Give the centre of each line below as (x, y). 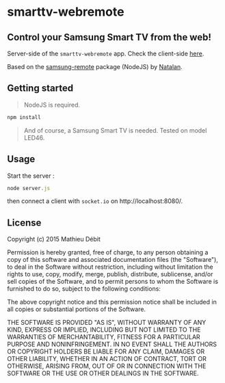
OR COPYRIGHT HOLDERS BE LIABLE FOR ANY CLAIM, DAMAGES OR (106, 352)
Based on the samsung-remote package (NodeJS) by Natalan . (95, 67)
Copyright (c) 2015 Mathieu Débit (54, 239)
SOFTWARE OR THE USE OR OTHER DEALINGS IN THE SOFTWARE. (103, 373)
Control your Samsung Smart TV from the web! (109, 37)
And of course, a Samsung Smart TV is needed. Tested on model (115, 130)
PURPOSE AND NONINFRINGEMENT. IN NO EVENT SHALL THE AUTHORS (112, 344)
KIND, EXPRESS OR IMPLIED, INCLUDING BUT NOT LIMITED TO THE (104, 330)
